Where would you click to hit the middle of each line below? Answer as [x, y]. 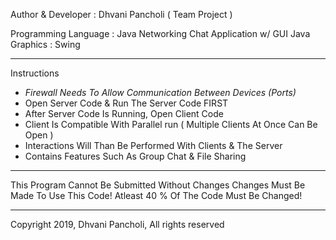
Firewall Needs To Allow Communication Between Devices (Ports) [160, 92]
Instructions [35, 73]
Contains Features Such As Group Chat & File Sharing [135, 156]
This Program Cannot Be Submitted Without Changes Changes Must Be [158, 185]
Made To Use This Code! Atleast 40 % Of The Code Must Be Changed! [156, 195]
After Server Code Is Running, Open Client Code [124, 113]
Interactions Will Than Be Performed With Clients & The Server [153, 145]
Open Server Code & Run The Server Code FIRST [126, 103]
